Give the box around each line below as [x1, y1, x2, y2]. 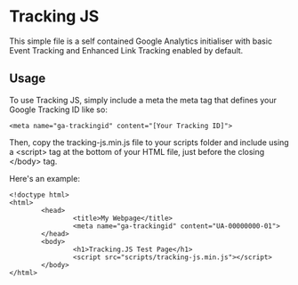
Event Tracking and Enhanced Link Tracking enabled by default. [9, 45, 244, 55]
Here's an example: [9, 173, 80, 183]
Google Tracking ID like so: [9, 104, 109, 115]
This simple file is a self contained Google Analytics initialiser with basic [9, 36, 273, 46]
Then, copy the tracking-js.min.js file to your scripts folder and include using [9, 136, 289, 148]
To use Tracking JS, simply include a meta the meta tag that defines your [9, 94, 278, 105]
